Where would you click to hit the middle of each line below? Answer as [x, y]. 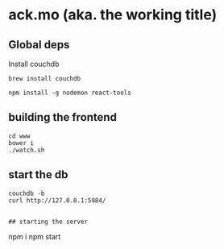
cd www [19, 136]
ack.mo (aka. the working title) [113, 15]
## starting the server [48, 222]
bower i [21, 143]
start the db [38, 175]
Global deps [39, 45]
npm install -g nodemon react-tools [70, 93]
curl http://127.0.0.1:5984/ [57, 200]
